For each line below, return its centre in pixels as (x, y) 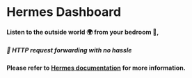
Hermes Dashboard (64, 12)
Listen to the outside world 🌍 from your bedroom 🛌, (83, 32)
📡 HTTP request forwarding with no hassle (69, 50)
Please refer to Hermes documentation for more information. (96, 68)
